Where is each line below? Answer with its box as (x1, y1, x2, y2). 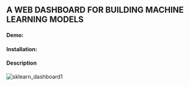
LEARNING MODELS (6, 15, 84, 25)
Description (6, 59, 37, 66)
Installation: (6, 45, 38, 52)
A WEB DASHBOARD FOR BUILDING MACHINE (6, 5, 185, 15)
